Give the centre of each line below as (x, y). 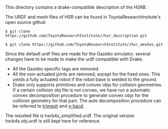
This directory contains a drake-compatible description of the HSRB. (76, 7)
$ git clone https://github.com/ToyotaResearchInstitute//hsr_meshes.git (84, 44)
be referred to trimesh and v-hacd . (48, 106)
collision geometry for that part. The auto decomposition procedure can (87, 100)
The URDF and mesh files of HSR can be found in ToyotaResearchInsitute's (83, 17)
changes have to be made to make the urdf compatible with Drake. (74, 59)
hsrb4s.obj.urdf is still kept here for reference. (53, 121)
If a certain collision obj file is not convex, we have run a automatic (81, 90)
